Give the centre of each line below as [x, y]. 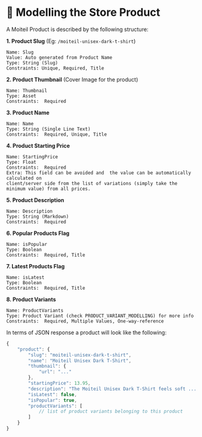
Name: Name [20, 124]
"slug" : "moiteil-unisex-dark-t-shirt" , [80, 355]
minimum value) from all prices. [49, 189]
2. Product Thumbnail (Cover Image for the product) [72, 79]
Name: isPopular [27, 244]
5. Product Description [35, 200]
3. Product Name [28, 113]
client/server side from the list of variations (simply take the [92, 183]
